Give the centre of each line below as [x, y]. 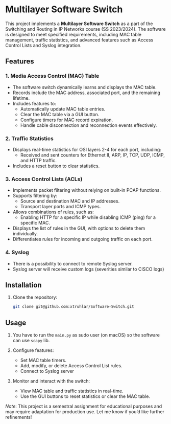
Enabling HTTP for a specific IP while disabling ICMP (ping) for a [88, 217]
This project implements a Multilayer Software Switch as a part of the [79, 24]
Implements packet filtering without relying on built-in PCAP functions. [87, 190]
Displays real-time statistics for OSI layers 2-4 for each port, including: [87, 149]
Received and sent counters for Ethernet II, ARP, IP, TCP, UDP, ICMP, [92, 155]
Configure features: [33, 350]
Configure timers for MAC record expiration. [67, 120]
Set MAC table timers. [43, 360]
